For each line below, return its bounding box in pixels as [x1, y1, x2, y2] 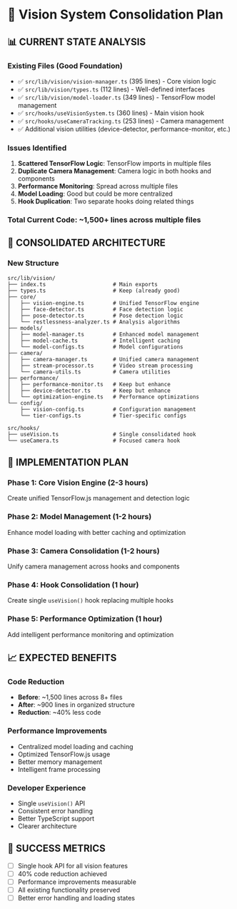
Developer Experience [7, 783, 86, 793]
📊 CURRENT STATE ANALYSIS [7, 36, 146, 48]
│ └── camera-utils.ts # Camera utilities [7, 368, 171, 376]
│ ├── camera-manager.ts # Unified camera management [7, 356, 200, 363]
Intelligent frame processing [17, 765, 101, 773]
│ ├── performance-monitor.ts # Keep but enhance [7, 381, 171, 388]
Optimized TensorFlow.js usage [17, 750, 111, 758]
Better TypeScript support [17, 814, 95, 823]
